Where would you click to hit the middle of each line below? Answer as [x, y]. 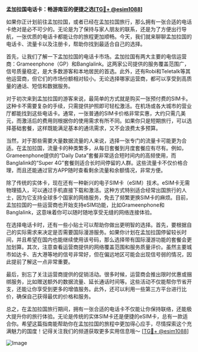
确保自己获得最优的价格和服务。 [55, 296]
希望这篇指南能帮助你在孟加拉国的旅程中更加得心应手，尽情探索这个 [104, 324]
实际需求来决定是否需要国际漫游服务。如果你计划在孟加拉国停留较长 [99, 232]
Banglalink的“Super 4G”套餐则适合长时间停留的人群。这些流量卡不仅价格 [94, 163]
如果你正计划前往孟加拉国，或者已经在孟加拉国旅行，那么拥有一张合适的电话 [99, 22]
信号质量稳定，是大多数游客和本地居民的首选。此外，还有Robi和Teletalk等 [96, 71]
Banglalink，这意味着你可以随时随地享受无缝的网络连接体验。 [80, 212]
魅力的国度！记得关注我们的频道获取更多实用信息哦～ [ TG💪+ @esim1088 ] [100, 331]
